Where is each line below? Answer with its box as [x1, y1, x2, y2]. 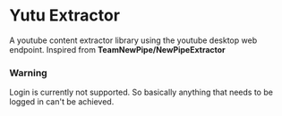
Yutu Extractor [9, 5, 121, 26]
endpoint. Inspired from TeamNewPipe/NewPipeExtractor [9, 44, 226, 54]
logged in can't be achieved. [9, 96, 115, 107]
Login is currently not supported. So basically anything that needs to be [9, 87, 273, 98]
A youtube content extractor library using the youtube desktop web [9, 35, 258, 46]
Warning [9, 66, 47, 79]
